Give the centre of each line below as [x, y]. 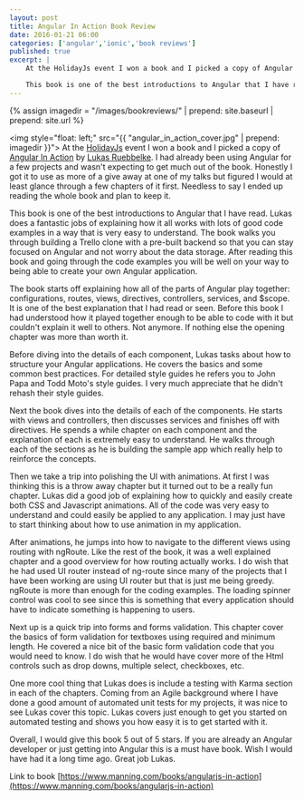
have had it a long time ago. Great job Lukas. [93, 758]
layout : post [34, 18]
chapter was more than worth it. [69, 337]
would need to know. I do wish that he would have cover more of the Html [147, 656]
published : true [40, 52]
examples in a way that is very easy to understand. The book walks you [142, 232]
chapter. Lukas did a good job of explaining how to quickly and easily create [151, 495]
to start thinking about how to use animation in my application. [125, 524]
